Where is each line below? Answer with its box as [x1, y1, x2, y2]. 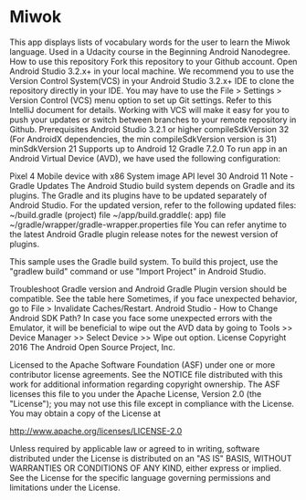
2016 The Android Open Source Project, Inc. [9, 341, 175, 352]
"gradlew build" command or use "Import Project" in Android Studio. [9, 266, 267, 276]
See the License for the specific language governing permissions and [9, 472, 271, 483]
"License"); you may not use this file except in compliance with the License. [9, 398, 295, 409]
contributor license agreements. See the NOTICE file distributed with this [9, 369, 283, 380]
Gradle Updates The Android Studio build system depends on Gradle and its [9, 180, 295, 191]
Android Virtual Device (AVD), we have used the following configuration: [9, 152, 281, 163]
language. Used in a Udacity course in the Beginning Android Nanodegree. [9, 46, 290, 57]
